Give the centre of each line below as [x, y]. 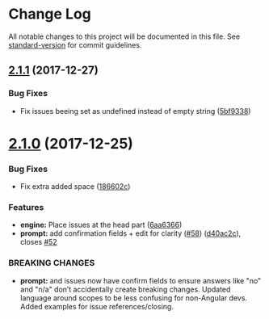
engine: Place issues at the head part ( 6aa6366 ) [101, 225]
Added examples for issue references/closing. [97, 306]
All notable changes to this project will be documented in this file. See [124, 36]
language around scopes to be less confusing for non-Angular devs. [134, 298]
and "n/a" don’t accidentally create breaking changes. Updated [125, 289]
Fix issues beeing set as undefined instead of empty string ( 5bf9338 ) [135, 111]
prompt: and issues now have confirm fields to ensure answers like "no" [141, 280]
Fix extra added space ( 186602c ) [75, 187]
